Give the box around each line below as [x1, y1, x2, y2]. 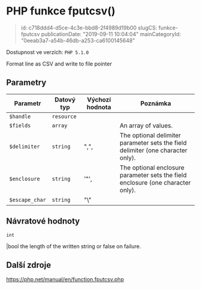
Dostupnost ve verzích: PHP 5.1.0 [6, 48, 89, 55]
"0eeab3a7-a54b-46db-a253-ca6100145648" [20, 37, 136, 44]
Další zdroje [6, 260, 51, 270]
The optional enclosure [119, 163, 185, 172]
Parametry [6, 78, 47, 88]
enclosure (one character [119, 178, 191, 187]
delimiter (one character [119, 146, 188, 154]
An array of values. [119, 121, 173, 130]
